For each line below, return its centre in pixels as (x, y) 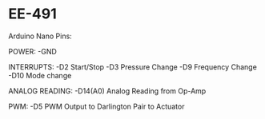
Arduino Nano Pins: (40, 36)
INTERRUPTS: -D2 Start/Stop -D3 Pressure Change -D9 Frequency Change (133, 67)
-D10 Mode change (40, 75)
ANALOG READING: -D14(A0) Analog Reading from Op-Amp (107, 91)
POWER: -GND (33, 51)
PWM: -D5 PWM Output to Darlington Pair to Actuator (96, 106)
